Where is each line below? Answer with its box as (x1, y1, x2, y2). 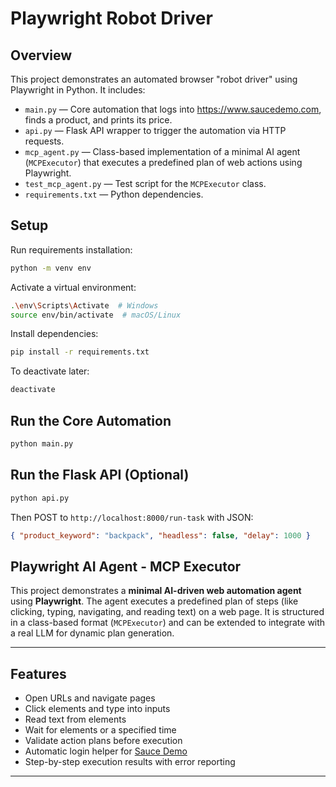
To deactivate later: (10, 365, 90, 377)
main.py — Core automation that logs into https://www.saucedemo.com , (24, 103, 322, 115)
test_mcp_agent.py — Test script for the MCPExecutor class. (24, 178, 267, 189)
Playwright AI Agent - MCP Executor (10, 558, 242, 575)
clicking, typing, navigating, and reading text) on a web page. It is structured (10, 606, 325, 618)
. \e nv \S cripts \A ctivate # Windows (10, 300, 159, 311)
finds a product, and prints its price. (24, 114, 173, 126)
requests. (24, 135, 65, 147)
